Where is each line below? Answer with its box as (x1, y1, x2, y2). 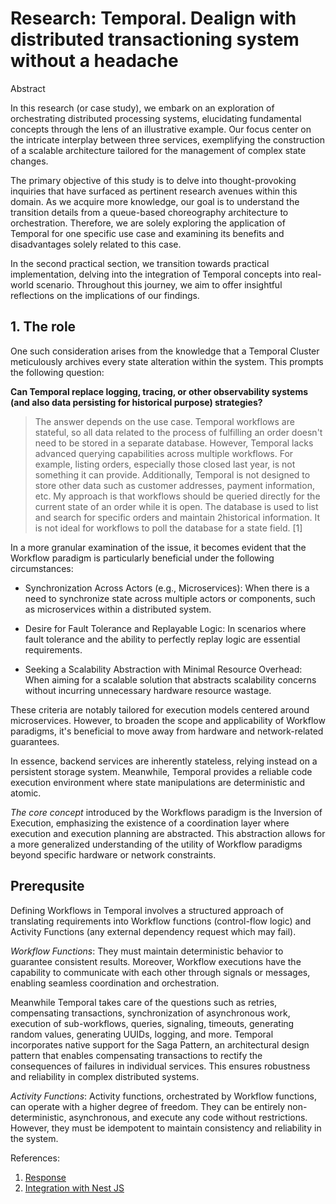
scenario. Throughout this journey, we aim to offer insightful (35, 278, 283, 291)
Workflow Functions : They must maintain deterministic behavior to (10, 945, 284, 957)
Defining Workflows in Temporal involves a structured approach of (10, 904, 284, 916)
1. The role (10, 318, 77, 336)
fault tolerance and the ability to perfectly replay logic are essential (24, 633, 301, 645)
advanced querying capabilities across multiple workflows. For (34, 447, 294, 459)
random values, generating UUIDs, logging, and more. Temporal (10, 1028, 274, 1040)
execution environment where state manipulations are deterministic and (10, 776, 306, 788)
